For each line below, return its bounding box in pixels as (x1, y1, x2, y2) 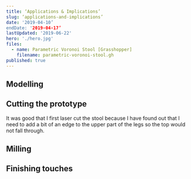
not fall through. (6, 127, 45, 134)
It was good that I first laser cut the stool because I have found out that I (6, 115, 180, 122)
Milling (6, 144, 32, 154)
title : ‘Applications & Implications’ (6, 8, 101, 15)
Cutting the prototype (6, 99, 87, 109)
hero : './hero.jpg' (6, 36, 54, 42)
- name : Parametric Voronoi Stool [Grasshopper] (11, 47, 132, 53)
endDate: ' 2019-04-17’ (6, 25, 62, 31)
